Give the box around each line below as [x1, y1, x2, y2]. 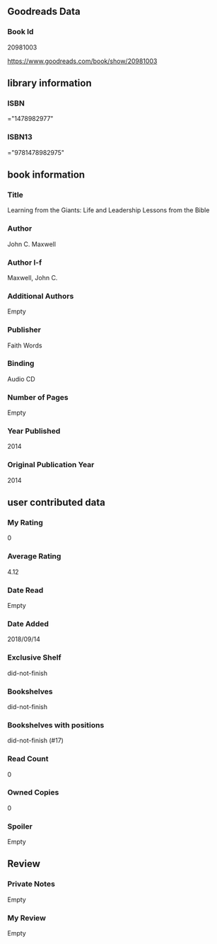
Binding [7, 359, 35, 369]
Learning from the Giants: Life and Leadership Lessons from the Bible [7, 206, 210, 214]
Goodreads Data [7, 6, 81, 18]
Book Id [7, 27, 34, 37]
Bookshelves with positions [7, 720, 105, 730]
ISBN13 [7, 132, 33, 142]
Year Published [7, 426, 61, 436]
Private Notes [7, 879, 55, 889]
